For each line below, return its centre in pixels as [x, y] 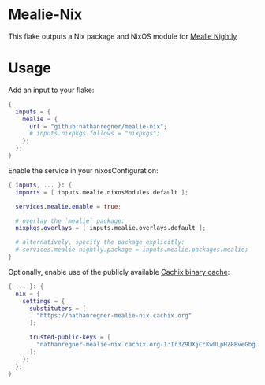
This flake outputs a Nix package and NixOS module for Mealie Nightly [123, 36]
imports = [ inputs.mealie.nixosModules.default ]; [102, 192]
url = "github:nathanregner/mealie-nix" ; [98, 126]
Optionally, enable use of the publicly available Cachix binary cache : [119, 272]
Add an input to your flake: [51, 90]
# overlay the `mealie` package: [70, 221]
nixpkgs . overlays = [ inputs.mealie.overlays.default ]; [111, 228]
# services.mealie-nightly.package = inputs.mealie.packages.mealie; [132, 250]
